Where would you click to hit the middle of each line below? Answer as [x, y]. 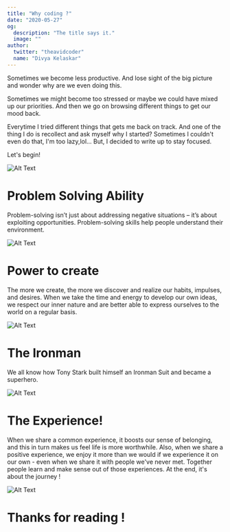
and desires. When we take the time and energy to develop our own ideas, [112, 297]
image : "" [27, 39]
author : [18, 45]
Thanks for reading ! [66, 517]
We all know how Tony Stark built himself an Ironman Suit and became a [109, 372]
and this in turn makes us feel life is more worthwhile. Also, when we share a [115, 447]
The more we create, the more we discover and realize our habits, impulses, [114, 289]
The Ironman [44, 353]
